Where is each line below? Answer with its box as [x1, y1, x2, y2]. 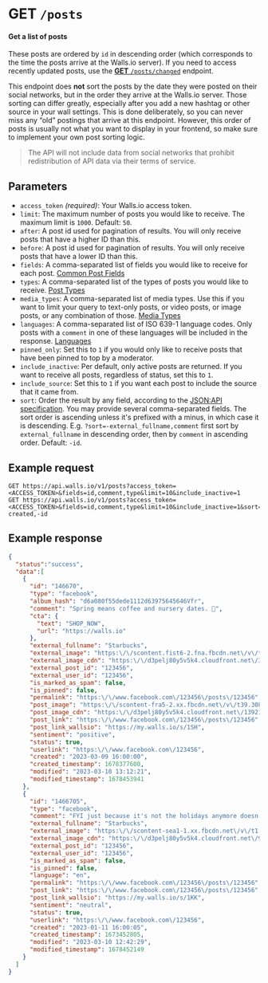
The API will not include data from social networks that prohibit [27, 148, 235, 158]
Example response [8, 532, 103, 545]
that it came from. [19, 387, 79, 397]
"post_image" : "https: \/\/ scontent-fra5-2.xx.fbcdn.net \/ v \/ [29, 701, 238, 710]
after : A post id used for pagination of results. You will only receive [19, 226, 242, 236]
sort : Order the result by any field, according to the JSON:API [19, 395, 223, 405]
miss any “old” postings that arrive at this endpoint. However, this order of [8, 116, 251, 125]
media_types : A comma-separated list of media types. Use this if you [19, 294, 245, 304]
